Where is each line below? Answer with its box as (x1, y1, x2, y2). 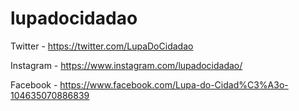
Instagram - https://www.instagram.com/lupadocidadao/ (10, 59, 243, 71)
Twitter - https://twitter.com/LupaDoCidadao (10, 40, 194, 52)
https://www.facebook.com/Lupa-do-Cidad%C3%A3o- (59, 78, 289, 91)
